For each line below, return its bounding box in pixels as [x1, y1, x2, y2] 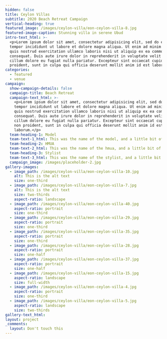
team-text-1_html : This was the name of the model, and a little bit [9, 137, 157, 142]
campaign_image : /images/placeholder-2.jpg [9, 160, 101, 165]
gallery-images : [5, 165, 39, 169]
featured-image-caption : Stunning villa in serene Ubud [5, 30, 123, 35]
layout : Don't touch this [9, 326, 64, 331]
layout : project [5, 317, 39, 322]
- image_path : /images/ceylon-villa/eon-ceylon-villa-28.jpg [9, 243, 139, 248]
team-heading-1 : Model [9, 132, 57, 137]
